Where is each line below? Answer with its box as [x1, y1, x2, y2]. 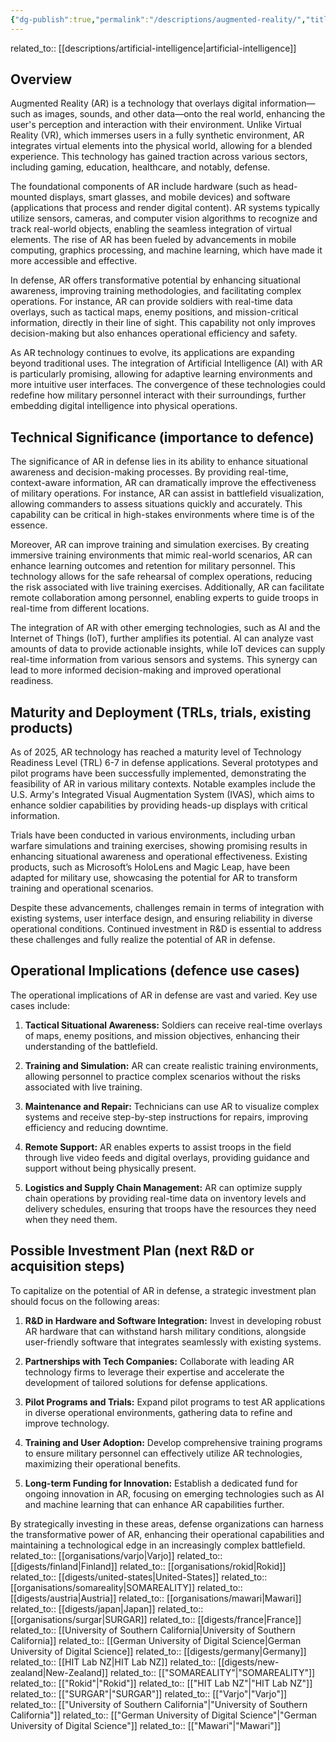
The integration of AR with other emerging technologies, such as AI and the [10, 622, 321, 634]
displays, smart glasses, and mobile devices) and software [49, 191, 291, 203]
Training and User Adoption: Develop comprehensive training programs [24, 1436, 323, 1448]
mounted [10, 191, 48, 203]
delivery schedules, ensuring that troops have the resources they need [24, 1202, 317, 1215]
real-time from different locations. [10, 602, 150, 615]
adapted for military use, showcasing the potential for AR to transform [10, 872, 298, 884]
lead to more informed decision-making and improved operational [10, 664, 282, 676]
